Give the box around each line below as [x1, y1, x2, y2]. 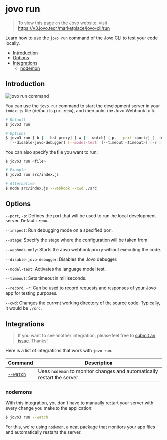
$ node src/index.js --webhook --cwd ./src [5, 186, 97, 191]
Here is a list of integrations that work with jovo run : [5, 348, 112, 354]
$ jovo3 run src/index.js [5, 172, 59, 177]
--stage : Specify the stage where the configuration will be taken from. [5, 237, 149, 243]
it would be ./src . [5, 305, 42, 311]
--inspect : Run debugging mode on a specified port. [5, 227, 113, 233]
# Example [5, 167, 26, 172]
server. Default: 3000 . [5, 218, 49, 224]
